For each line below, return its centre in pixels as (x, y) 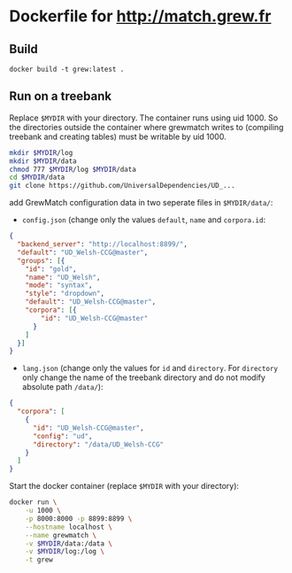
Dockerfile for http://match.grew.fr (140, 16)
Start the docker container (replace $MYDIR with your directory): (124, 486)
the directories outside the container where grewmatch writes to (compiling (146, 127)
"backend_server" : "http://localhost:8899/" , (103, 244)
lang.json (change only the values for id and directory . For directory (150, 368)
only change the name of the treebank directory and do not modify (143, 377)
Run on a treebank (61, 96)
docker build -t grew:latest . (67, 69)
